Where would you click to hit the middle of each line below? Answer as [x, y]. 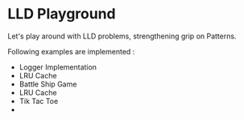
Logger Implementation [58, 67]
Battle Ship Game [48, 84]
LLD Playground [62, 14]
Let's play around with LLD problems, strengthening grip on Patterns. [122, 36]
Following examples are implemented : [71, 51]
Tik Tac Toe [39, 101]
